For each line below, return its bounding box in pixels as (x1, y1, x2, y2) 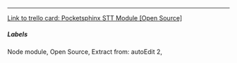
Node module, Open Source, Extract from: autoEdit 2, (7, 47, 162, 56)
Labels (7, 29, 28, 38)
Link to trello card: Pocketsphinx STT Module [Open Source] (7, 14, 183, 22)
